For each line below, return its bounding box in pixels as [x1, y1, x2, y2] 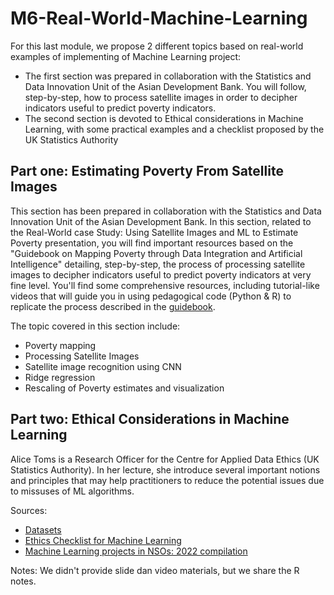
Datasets [24, 523, 62, 536]
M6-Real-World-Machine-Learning [10, 7, 308, 30]
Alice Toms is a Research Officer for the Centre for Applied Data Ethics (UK [10, 453, 320, 465]
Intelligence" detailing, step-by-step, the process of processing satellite [10, 258, 306, 270]
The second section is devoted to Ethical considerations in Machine [24, 112, 304, 124]
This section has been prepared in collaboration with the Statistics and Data [10, 205, 322, 217]
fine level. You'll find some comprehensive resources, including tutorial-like [10, 279, 320, 291]
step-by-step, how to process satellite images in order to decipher [24, 91, 298, 103]
